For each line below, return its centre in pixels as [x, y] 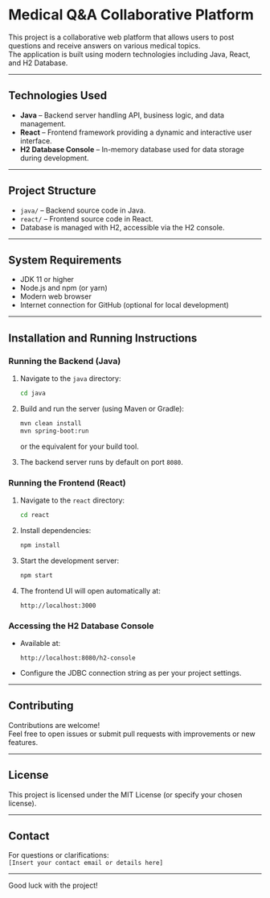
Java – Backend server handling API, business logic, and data [122, 115]
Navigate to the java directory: [70, 379]
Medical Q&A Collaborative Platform [131, 15]
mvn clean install [51, 423]
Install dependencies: [55, 530]
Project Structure [52, 191]
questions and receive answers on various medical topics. [104, 45]
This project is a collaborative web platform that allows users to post [121, 37]
